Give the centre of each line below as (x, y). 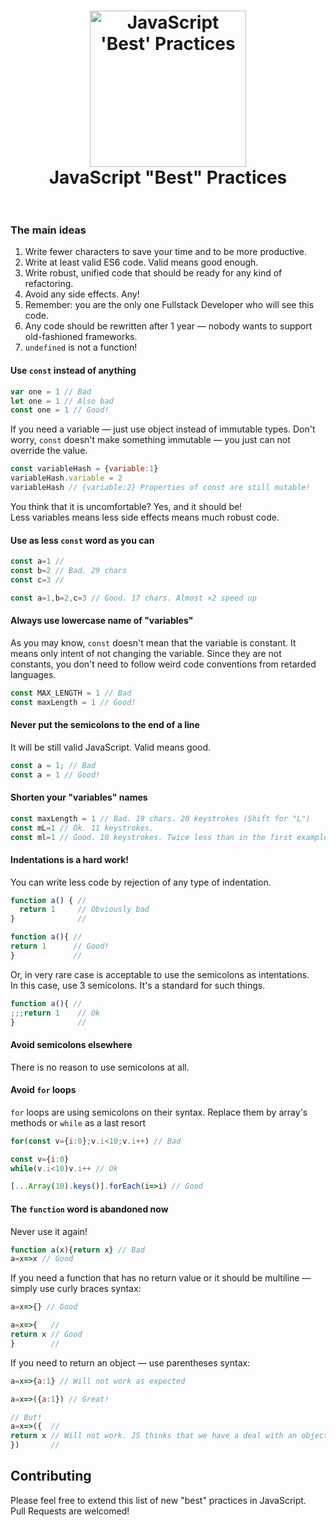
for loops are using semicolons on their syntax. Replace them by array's (159, 1112)
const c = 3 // (37, 580)
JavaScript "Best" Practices (168, 177)
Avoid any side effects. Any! (82, 294)
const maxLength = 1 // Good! (73, 702)
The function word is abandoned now (89, 1209)
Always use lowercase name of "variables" (102, 621)
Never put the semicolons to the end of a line (105, 725)
